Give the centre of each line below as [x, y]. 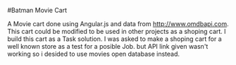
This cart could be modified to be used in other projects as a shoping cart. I [117, 31]
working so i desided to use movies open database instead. [94, 54]
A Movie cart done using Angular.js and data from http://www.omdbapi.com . [118, 24]
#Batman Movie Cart [37, 10]
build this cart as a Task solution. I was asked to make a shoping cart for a [114, 39]
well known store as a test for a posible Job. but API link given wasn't [108, 46]
